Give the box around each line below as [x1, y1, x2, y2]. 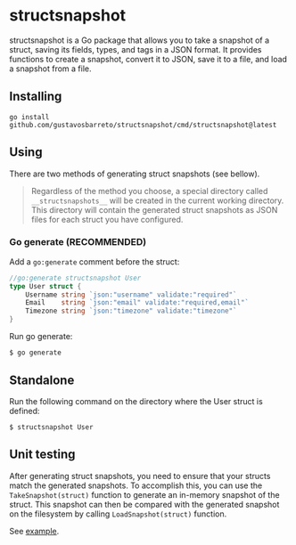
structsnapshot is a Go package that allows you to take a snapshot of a [9, 35, 270, 45]
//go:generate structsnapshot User [9, 273, 142, 282]
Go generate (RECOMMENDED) [9, 236, 147, 248]
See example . [9, 525, 60, 536]
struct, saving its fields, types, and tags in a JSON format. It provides [9, 44, 262, 54]
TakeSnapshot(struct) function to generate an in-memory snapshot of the [9, 489, 280, 500]
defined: [9, 405, 40, 416]
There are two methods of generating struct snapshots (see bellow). [9, 168, 260, 179]
